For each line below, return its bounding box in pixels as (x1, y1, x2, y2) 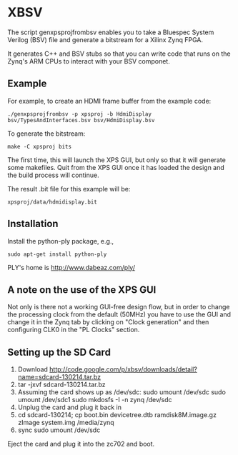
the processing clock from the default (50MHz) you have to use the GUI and (7, 310, 231, 319)
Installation (7, 218, 59, 230)
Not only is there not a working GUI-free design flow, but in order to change (7, 303, 230, 311)
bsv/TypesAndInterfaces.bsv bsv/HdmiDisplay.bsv (7, 116, 155, 124)
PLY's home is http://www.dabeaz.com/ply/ (7, 263, 136, 271)
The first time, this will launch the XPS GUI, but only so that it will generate (7, 155, 227, 164)
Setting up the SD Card (7, 346, 111, 358)
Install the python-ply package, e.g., (7, 236, 114, 245)
